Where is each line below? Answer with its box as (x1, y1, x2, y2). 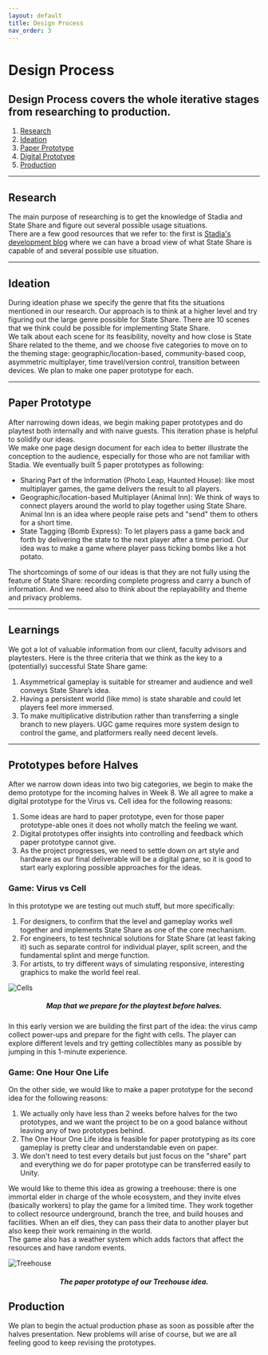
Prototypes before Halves (8, 759, 139, 772)
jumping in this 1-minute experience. (8, 1047, 128, 1056)
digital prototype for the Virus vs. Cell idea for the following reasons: (8, 796, 233, 806)
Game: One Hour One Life (8, 1067, 109, 1078)
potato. (19, 552, 44, 561)
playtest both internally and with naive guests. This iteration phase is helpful (8, 426, 258, 435)
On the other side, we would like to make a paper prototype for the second (8, 1085, 254, 1094)
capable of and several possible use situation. (8, 246, 160, 256)
